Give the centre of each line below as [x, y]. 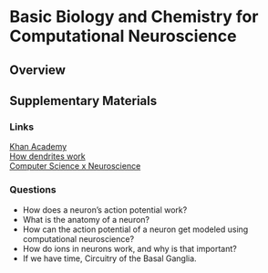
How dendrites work [48, 156]
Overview [38, 70]
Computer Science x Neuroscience [75, 166]
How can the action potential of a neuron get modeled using [135, 229]
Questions [33, 190]
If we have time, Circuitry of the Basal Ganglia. [110, 258]
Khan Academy [38, 147]
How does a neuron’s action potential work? [105, 210]
